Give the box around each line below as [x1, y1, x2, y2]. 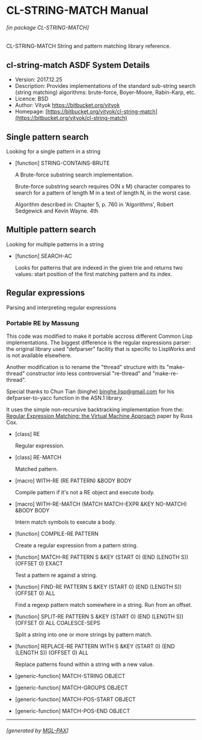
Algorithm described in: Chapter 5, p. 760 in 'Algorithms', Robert [14, 201, 174, 208]
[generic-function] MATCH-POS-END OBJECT [14, 707, 130, 714]
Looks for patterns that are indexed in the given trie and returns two [14, 264, 183, 271]
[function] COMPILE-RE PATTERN [14, 530, 99, 537]
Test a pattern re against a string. [14, 571, 97, 579]
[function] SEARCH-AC [14, 252, 72, 260]
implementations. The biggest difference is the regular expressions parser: [6, 338, 191, 346]
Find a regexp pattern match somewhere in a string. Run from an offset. [14, 601, 192, 608]
